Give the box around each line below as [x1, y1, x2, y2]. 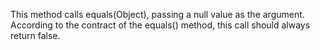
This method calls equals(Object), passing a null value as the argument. [10, 9, 305, 20]
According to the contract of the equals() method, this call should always [10, 19, 311, 31]
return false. [10, 30, 61, 41]
